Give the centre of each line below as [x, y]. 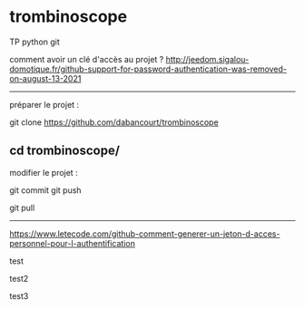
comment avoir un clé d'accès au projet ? [87, 59]
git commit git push [45, 190]
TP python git [35, 42]
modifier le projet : [44, 172]
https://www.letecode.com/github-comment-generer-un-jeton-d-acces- [145, 234]
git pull [22, 208]
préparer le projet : [44, 104]
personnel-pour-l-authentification [73, 243]
